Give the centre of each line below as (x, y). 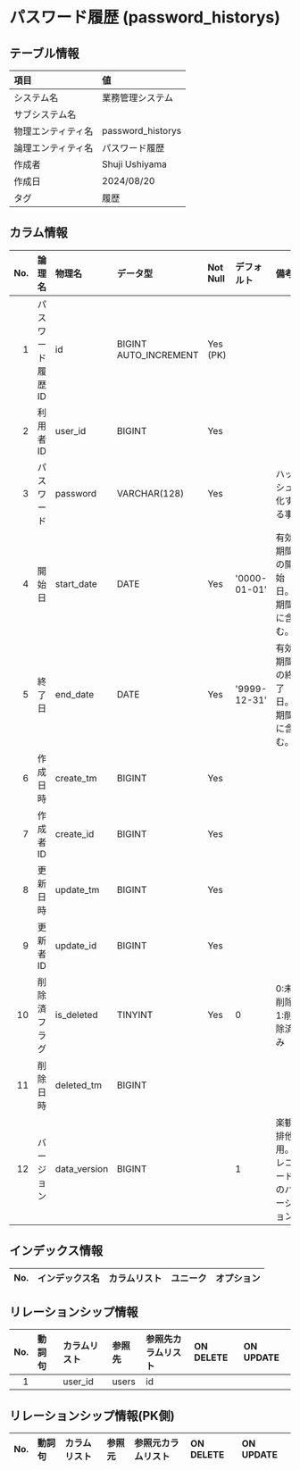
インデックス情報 (56, 1251)
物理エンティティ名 (54, 131)
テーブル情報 (44, 53)
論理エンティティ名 (54, 148)
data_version (82, 1168)
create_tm (76, 778)
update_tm (77, 890)
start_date (76, 583)
